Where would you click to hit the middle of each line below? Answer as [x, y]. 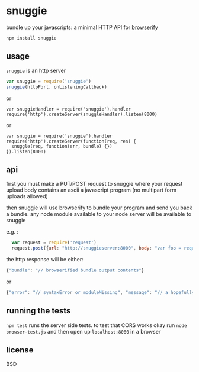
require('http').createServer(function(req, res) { [71, 141]
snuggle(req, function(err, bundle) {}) [62, 146]
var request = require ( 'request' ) [54, 243]
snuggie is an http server [36, 70]
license [20, 350]
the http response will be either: [45, 260]
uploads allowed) [27, 196]
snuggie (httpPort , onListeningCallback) [57, 87]
